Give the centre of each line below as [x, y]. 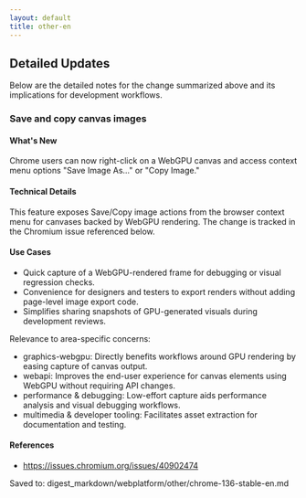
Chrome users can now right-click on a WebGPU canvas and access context [153, 161]
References [32, 445]
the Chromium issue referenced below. [82, 231]
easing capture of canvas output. [85, 366]
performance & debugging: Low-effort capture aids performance [145, 395]
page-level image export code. [80, 302]
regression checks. [59, 282]
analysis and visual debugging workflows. [101, 405]
